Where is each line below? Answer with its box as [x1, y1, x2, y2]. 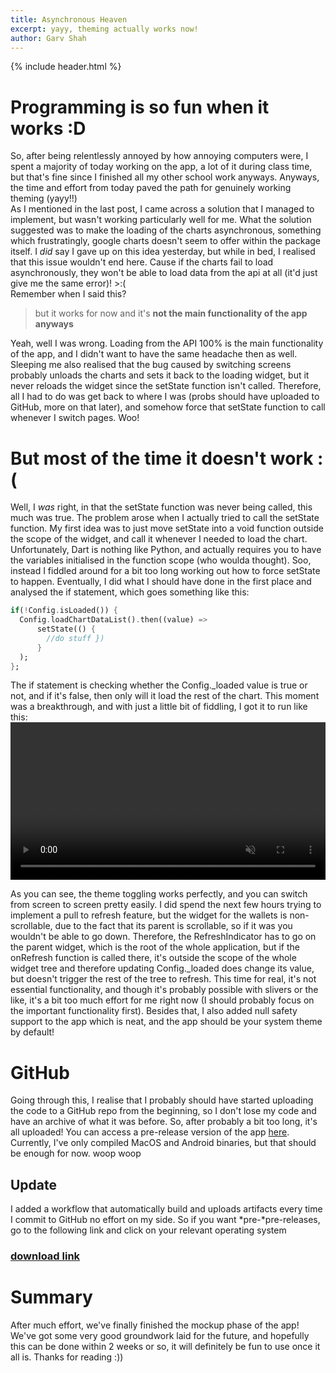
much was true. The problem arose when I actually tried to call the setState [10, 512, 320, 524]
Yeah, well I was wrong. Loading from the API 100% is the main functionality [10, 337, 324, 350]
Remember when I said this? [10, 288, 127, 300]
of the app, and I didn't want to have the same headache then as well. [10, 348, 298, 360]
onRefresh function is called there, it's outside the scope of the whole [10, 952, 297, 964]
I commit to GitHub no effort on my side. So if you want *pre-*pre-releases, [10, 1214, 321, 1226]
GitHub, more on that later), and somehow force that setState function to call [10, 401, 326, 413]
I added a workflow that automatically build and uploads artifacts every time [10, 1203, 323, 1215]
